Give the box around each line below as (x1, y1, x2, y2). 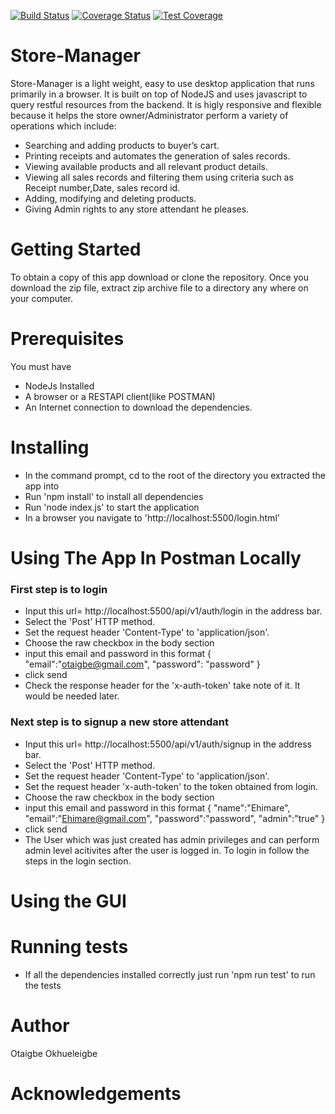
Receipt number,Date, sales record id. (24, 181, 181, 194)
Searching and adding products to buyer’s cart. (24, 139, 220, 151)
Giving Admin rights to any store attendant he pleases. (24, 203, 250, 215)
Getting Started (10, 238, 142, 261)
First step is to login (10, 582, 108, 596)
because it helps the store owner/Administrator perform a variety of (10, 109, 289, 121)
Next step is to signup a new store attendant (10, 715, 229, 729)
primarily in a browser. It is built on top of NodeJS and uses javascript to (10, 88, 308, 100)
